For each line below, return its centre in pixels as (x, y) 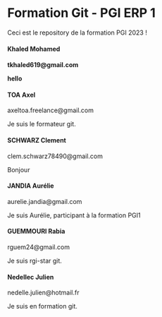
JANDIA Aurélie (31, 186)
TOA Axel (21, 95)
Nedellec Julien (31, 277)
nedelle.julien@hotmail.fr (43, 293)
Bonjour (19, 169)
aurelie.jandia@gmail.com (45, 201)
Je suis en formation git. (42, 306)
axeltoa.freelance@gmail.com (50, 110)
